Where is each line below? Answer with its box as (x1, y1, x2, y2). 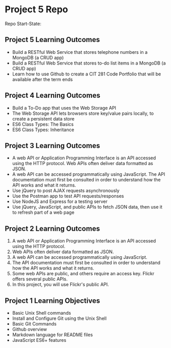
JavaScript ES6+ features (12, 337, 67, 343)
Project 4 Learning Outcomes (5, 91, 100, 100)
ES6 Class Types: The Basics (12, 121, 74, 127)
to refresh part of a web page (12, 209, 75, 216)
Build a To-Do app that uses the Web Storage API (12, 105, 116, 111)
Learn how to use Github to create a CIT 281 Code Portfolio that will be (12, 71, 161, 77)
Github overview (12, 326, 47, 332)
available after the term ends (12, 76, 73, 83)
